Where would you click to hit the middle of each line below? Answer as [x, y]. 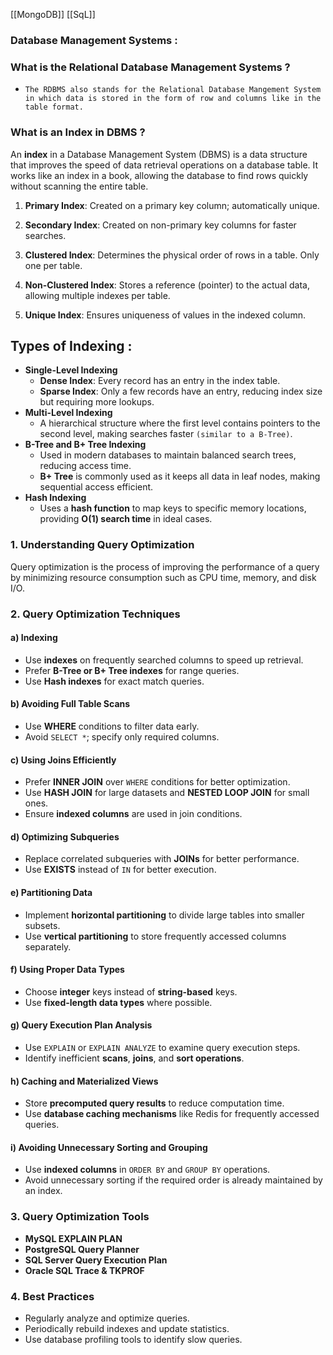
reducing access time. [85, 466]
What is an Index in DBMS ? [78, 132]
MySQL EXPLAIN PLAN [73, 1238]
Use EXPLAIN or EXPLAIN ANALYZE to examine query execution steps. [162, 1047]
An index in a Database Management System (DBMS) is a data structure [159, 154]
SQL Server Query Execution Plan [96, 1260]
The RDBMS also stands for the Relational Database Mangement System [173, 90]
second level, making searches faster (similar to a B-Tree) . [166, 434]
